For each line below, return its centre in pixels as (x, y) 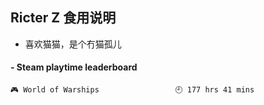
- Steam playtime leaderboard (74, 67)
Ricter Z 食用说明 (63, 18)
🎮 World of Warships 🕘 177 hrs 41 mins (132, 90)
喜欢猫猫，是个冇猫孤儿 (73, 44)
